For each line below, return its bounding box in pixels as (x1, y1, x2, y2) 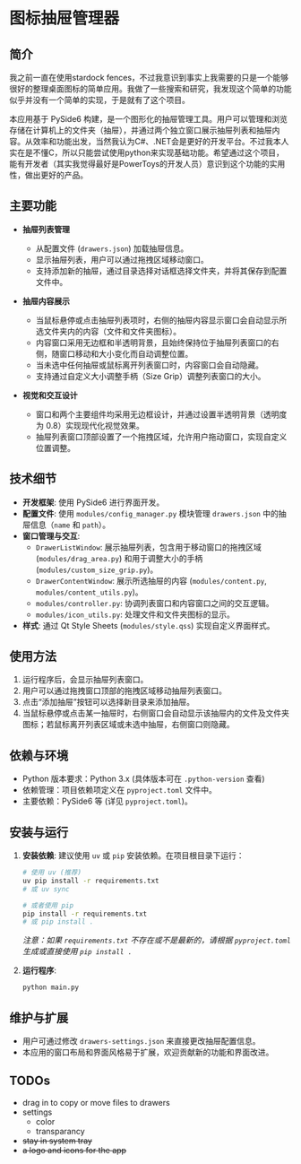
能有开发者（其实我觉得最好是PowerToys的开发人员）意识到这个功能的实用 (9, 159, 286, 169)
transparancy (35, 1125, 85, 1136)
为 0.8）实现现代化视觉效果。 (35, 420, 145, 430)
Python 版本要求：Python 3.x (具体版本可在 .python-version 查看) (21, 773, 266, 785)
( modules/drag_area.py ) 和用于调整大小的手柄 (35, 552, 203, 563)
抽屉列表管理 (21, 223, 70, 234)
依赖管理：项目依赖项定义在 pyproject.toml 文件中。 (21, 785, 217, 795)
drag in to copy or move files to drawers (21, 1097, 170, 1108)
